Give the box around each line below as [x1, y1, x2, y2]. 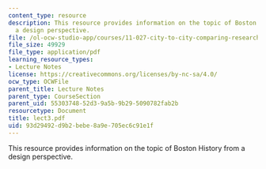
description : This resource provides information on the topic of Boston [8, 19, 257, 27]
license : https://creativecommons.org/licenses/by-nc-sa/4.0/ [8, 70, 218, 78]
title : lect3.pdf [8, 115, 66, 122]
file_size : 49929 [8, 41, 66, 49]
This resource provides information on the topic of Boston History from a [8, 143, 245, 152]
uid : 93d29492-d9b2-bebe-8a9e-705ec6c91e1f [8, 122, 154, 130]
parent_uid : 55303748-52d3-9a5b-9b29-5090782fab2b [8, 100, 179, 107]
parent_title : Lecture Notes [8, 84, 104, 93]
